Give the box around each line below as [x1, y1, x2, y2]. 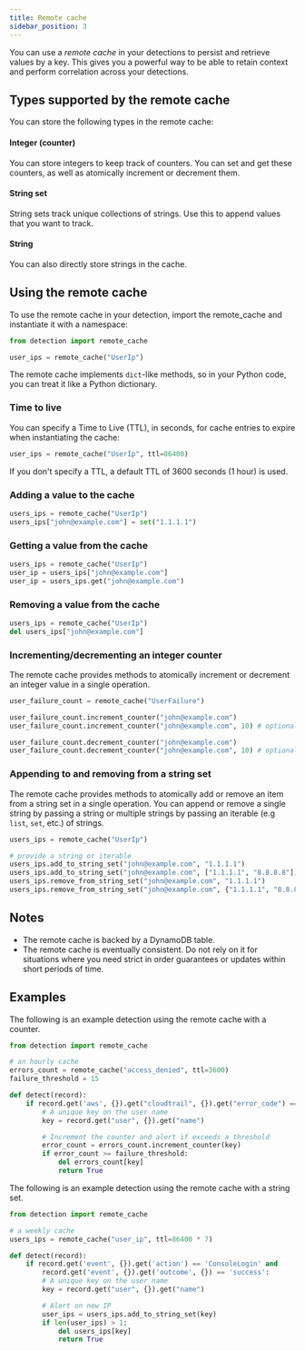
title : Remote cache [9, 13, 88, 23]
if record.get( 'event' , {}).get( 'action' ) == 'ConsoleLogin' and [25, 1259, 279, 1268]
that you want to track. [9, 217, 93, 228]
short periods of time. [22, 963, 104, 974]
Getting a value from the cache [9, 539, 148, 551]
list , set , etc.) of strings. [9, 817, 104, 828]
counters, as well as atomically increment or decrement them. [9, 167, 241, 178]
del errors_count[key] [57, 1157, 144, 1167]
